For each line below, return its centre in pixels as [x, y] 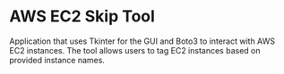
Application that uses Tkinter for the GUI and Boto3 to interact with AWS [142, 41]
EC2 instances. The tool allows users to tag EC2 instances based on [135, 50]
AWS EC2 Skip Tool [82, 16]
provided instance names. [57, 60]
